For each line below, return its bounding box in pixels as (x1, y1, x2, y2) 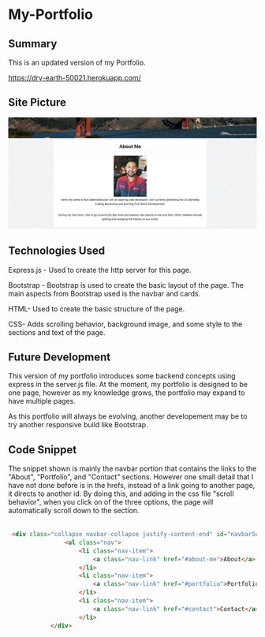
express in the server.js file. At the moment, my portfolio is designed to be (8, 380, 248, 389)
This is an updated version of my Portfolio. (8, 58, 146, 67)
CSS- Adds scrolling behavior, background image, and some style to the (8, 319, 243, 329)
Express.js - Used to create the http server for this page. (8, 265, 192, 274)
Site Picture (8, 96, 67, 110)
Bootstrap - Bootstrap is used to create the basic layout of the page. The (8, 280, 244, 289)
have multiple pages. (8, 397, 77, 406)
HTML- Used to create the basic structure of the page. (8, 304, 185, 313)
